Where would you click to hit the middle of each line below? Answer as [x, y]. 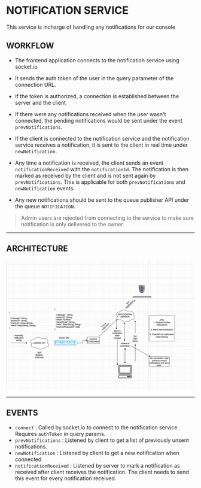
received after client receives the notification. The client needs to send [102, 472]
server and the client [40, 102]
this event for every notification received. [66, 478]
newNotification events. [45, 188]
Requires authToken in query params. [60, 434]
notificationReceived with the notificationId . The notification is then [101, 169]
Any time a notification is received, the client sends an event [89, 163]
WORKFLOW [30, 46]
